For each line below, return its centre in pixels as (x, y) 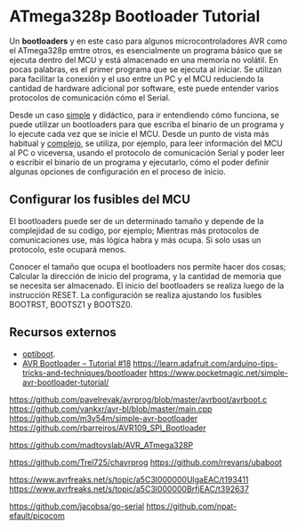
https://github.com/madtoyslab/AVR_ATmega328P (101, 445)
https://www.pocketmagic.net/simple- (219, 373)
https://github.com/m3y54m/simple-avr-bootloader (104, 418)
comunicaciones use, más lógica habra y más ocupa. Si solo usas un (135, 240)
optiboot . (39, 354)
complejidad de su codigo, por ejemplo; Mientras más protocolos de (134, 230)
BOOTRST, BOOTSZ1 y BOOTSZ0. (71, 304)
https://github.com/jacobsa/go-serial (77, 506)
